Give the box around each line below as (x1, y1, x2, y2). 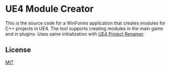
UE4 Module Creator (5, 3, 94, 15)
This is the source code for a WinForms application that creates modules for (5, 20, 166, 26)
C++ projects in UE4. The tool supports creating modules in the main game (5, 25, 163, 31)
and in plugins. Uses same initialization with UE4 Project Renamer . (5, 31, 145, 37)
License (5, 45, 31, 54)
